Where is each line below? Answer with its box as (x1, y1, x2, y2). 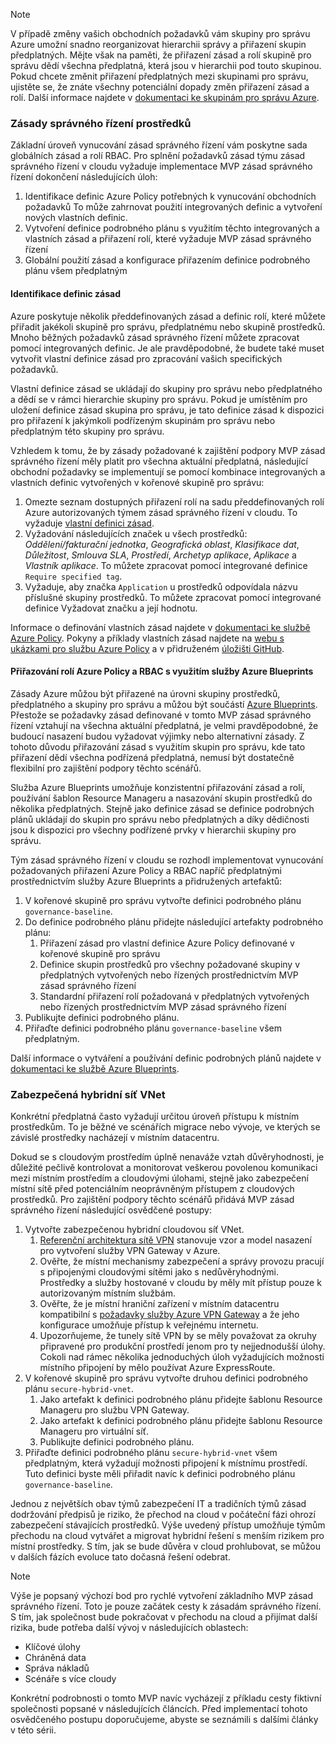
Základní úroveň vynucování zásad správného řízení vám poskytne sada (10, 139, 308, 151)
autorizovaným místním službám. (39, 1287, 176, 1299)
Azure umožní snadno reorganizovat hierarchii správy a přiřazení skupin (10, 39, 307, 50)
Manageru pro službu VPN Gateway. (39, 1404, 190, 1416)
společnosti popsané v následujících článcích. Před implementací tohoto (10, 1703, 308, 1714)
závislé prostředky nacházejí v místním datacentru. (10, 1132, 220, 1143)
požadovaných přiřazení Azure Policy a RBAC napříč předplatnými (10, 864, 282, 876)
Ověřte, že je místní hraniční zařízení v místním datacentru (39, 1298, 280, 1309)
